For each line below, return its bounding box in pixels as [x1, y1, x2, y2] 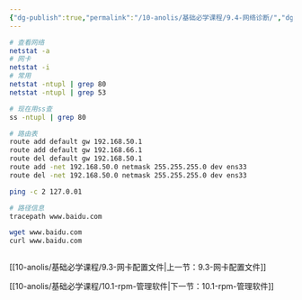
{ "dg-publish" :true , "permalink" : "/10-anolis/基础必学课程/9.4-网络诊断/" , [9, 13, 282, 23]
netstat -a [9, 46, 50, 55]
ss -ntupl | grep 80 [9, 113, 87, 122]
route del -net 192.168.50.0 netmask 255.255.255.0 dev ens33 [9, 170, 247, 180]
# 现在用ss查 [9, 105, 53, 114]
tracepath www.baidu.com [9, 212, 102, 221]
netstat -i [9, 63, 50, 72]
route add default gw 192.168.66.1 [9, 146, 143, 155]
